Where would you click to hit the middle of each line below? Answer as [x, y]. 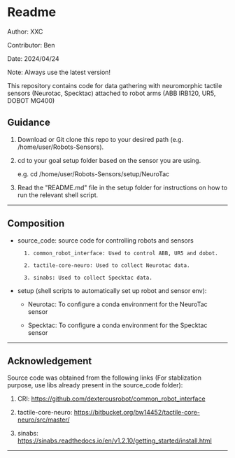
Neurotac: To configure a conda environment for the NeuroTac [117, 304]
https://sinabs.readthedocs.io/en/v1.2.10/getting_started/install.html [114, 441]
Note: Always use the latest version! [59, 72]
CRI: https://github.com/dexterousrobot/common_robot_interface [111, 399]
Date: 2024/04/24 [33, 58]
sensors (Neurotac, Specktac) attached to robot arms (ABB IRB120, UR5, [112, 93]
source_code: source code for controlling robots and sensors [105, 240]
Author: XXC [25, 31]
